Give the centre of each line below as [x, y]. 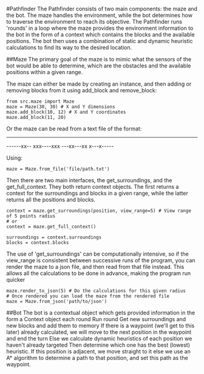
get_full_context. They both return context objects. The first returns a [93, 187]
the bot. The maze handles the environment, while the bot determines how [100, 15]
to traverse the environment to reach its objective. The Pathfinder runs [94, 22]
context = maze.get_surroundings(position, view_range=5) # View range [99, 211]
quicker [16, 280]
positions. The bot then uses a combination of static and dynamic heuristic [100, 41]
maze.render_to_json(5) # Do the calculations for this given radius [96, 291]
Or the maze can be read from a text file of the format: [74, 129]
